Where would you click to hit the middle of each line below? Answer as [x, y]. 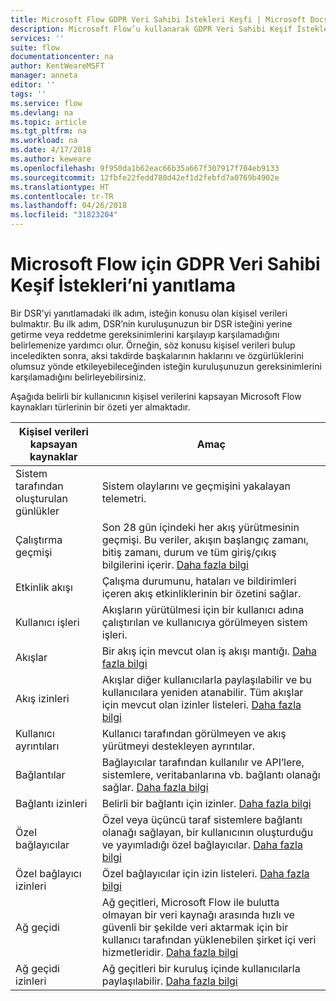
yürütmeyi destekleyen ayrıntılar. [178, 746]
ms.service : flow [46, 103]
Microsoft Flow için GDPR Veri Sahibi [165, 264]
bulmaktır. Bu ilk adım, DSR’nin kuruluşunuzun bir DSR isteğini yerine [151, 323]
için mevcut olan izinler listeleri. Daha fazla [201, 704]
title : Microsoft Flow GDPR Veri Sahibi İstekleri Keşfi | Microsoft [158, 19]
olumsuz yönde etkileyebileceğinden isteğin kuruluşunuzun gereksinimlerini [166, 366]
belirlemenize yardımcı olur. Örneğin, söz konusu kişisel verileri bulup [153, 345]
